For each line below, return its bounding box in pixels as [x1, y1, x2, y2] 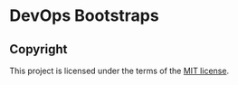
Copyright [9, 42, 68, 57]
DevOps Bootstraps [9, 5, 160, 26]
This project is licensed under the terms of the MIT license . [9, 65, 229, 76]
